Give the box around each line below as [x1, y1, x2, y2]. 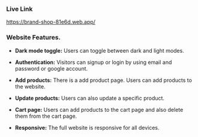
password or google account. [14, 65, 88, 72]
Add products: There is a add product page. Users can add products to [14, 77, 192, 84]
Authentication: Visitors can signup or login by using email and [14, 59, 172, 66]
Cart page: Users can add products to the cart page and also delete [14, 106, 184, 113]
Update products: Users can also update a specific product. [14, 95, 165, 102]
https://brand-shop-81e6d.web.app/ [6, 19, 96, 26]
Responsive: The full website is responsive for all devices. [14, 124, 160, 131]
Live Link [6, 5, 33, 13]
